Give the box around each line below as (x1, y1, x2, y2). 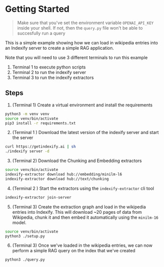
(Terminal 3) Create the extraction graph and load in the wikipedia (12, 203, 146, 210)
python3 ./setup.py (5, 234, 45, 238)
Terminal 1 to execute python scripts (12, 64, 86, 70)
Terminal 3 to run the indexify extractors (12, 74, 94, 80)
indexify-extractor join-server (5, 195, 71, 200)
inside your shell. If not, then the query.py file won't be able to (17, 25, 143, 31)
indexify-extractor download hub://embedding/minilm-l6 (5, 172, 122, 177)
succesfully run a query (17, 30, 66, 36)
